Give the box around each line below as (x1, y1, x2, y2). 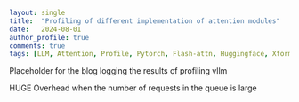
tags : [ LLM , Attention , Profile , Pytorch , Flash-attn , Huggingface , (9, 50, 269, 59)
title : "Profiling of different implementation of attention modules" (9, 16, 280, 26)
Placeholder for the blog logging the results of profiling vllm (9, 66, 228, 76)
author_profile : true (9, 33, 90, 42)
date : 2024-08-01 (9, 25, 82, 34)
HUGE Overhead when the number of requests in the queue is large (9, 82, 257, 93)
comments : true (9, 41, 66, 51)
